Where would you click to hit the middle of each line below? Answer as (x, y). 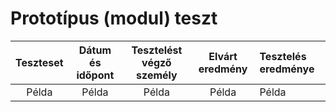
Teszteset (39, 62)
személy (157, 75)
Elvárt (223, 56)
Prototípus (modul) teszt (114, 18)
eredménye (287, 69)
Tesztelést (157, 50)
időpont (95, 75)
